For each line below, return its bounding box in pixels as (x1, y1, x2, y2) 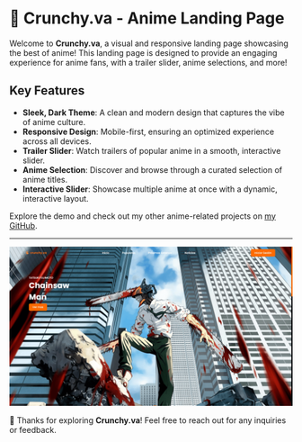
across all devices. (22, 135, 92, 147)
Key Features (9, 83, 85, 98)
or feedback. (9, 425, 57, 436)
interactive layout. (22, 193, 89, 203)
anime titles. (22, 174, 68, 185)
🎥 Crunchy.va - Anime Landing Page (9, 8, 285, 29)
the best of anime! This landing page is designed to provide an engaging (9, 47, 278, 58)
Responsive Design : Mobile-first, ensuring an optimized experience (22, 126, 275, 137)
